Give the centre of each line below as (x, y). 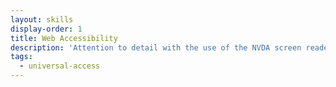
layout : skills (42, 19)
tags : (21, 57)
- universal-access (60, 66)
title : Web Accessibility (64, 38)
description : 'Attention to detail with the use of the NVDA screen (156, 47)
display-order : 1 (46, 29)
